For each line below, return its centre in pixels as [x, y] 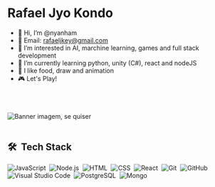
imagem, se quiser [64, 116]
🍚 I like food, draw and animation [65, 70]
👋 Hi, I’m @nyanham [47, 33]
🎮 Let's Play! [37, 78]
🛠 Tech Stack [40, 147]
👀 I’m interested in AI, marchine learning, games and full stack [108, 48]
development [37, 55]
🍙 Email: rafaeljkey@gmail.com [63, 40]
